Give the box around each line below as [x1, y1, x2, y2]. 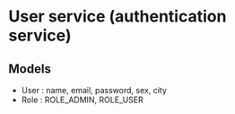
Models [8, 61, 51, 76]
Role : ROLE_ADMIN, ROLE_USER [21, 94, 144, 105]
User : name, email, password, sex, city [21, 85, 168, 95]
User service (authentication [8, 6, 227, 27]
